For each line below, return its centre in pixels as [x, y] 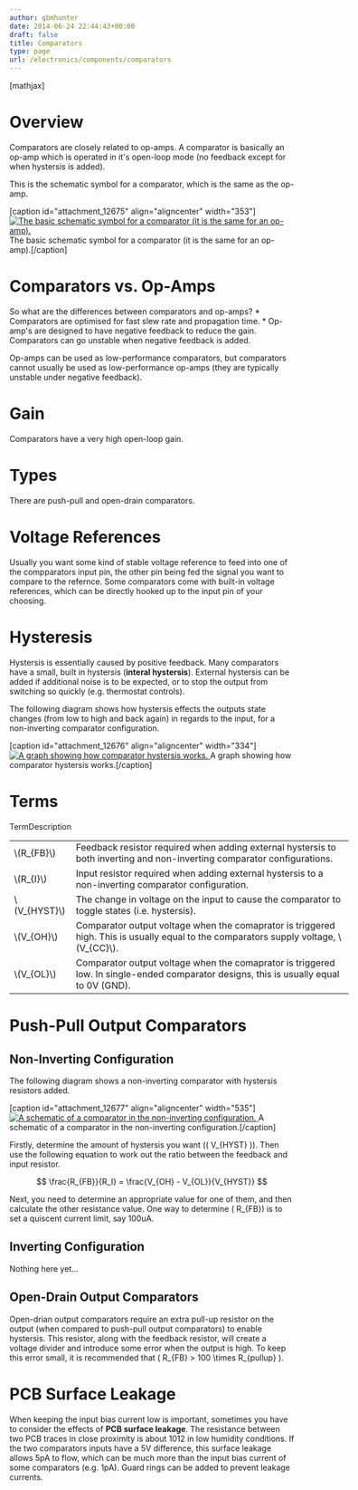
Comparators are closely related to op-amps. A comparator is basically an [147, 147]
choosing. [28, 601]
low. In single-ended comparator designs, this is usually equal [207, 975]
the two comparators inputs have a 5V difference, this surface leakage [141, 1448]
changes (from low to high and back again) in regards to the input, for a [142, 718]
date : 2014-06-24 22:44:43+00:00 [72, 26]
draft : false [34, 34]
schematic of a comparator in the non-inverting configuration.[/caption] [143, 1128]
